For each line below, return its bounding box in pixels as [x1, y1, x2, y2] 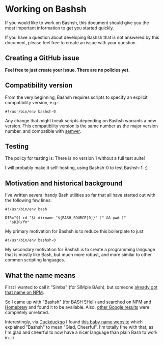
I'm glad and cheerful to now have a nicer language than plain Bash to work [5, 329, 158, 335]
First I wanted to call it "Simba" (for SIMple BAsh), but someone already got [5, 284, 158, 290]
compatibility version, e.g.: [5, 99, 59, 105]
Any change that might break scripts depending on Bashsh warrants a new [5, 117, 156, 123]
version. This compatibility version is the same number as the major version [5, 123, 158, 129]
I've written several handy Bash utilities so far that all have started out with [5, 192, 156, 198]
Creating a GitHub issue [5, 54, 80, 62]
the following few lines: [5, 198, 52, 203]
